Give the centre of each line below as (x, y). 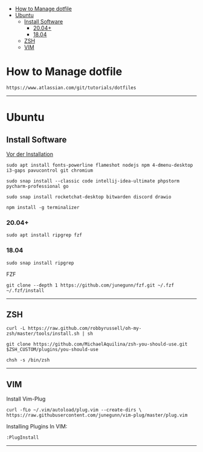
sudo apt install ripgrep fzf (44, 235)
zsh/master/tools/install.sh (43, 334)
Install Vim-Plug (26, 399)
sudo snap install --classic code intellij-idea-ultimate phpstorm (93, 181)
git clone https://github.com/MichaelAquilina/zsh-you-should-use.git (97, 344)
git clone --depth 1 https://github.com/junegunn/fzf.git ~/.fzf (90, 285)
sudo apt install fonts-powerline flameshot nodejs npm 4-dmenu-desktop (100, 165)
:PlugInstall (23, 437)
